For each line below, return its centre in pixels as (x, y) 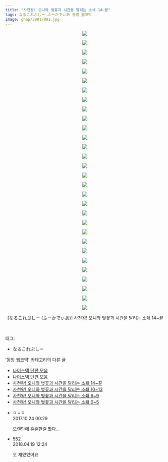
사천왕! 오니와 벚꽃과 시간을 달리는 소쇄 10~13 (58, 389)
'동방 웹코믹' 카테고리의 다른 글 (36, 360)
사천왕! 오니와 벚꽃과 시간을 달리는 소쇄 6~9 (56, 396)
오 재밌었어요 (25, 455)
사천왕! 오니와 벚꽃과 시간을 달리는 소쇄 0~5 (56, 402)
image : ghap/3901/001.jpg (32, 19)
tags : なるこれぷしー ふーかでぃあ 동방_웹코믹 (48, 15)
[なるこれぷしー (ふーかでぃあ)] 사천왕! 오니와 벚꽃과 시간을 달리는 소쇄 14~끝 (85, 318)
